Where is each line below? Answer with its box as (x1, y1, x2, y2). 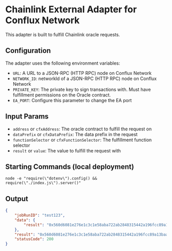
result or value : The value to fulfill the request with (12, 147, 121, 153)
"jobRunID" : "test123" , (14, 213, 66, 218)
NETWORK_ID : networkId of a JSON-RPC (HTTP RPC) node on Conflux (12, 75, 157, 82)
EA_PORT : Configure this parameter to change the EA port (12, 97, 132, 103)
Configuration (5, 46, 51, 55)
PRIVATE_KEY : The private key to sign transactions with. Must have (12, 86, 151, 92)
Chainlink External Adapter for (5, 4, 137, 15)
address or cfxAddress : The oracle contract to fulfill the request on (12, 126, 152, 132)
